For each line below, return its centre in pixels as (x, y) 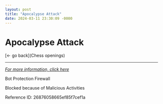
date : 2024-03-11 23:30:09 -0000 (39, 18)
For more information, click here (37, 69)
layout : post (18, 9)
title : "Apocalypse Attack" (33, 14)
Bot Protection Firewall (28, 79)
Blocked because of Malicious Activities (45, 88)
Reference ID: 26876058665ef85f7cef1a (45, 97)
